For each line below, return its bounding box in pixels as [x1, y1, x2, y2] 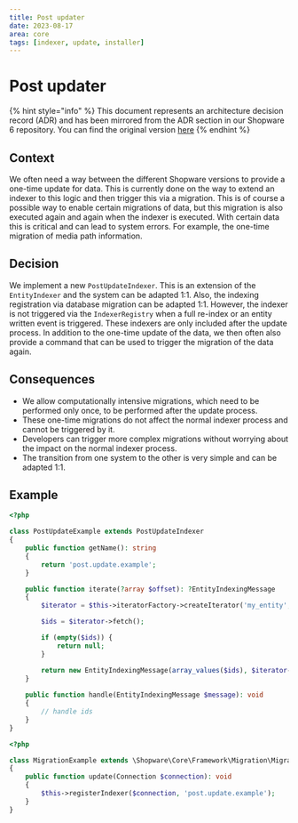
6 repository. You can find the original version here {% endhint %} [9, 125, 251, 135]
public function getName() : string [25, 544, 157, 553]
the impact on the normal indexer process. [21, 442, 177, 454]
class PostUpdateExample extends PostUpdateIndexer [9, 527, 204, 537]
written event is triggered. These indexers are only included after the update [9, 318, 288, 328]
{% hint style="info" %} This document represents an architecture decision [9, 106, 284, 117]
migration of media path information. [9, 230, 144, 241]
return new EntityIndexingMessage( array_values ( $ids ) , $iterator [41, 666, 288, 674]
